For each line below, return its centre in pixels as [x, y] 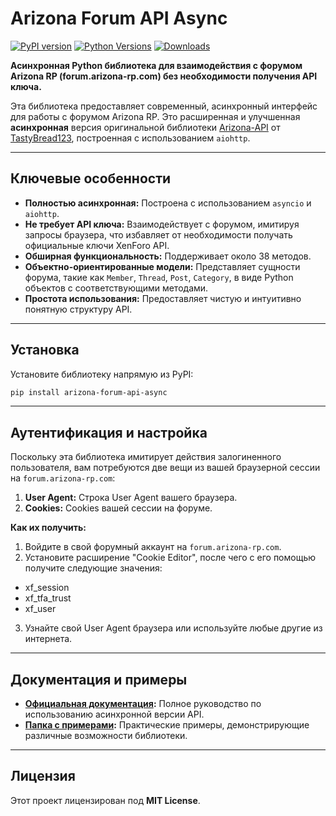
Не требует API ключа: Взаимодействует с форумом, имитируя [162, 224]
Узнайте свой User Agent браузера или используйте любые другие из [173, 628]
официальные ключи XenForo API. [97, 245]
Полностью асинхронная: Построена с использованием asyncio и [168, 203]
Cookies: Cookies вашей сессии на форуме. [118, 508]
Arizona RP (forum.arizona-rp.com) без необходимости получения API [164, 76]
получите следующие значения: [93, 568]
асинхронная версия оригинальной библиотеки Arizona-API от [145, 127]
